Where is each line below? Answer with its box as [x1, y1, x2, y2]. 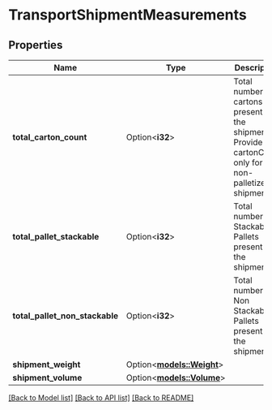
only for [233, 157, 263, 168]
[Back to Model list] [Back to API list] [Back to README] [8, 393, 194, 403]
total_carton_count [12, 132, 87, 143]
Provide [233, 136, 263, 148]
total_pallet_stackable [12, 231, 100, 242]
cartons [233, 96, 263, 107]
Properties [8, 38, 63, 52]
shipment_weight [12, 359, 81, 370]
